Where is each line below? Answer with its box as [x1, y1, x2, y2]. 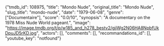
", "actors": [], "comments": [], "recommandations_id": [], [36, 30, 152, 36]
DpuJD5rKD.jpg [5, 30, 37, 36]
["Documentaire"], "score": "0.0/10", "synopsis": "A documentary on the [5, 15, 150, 20]
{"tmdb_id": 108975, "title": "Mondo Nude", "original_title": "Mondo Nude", [5, 4, 154, 10]
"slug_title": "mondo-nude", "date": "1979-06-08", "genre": [5, 9, 124, 15]
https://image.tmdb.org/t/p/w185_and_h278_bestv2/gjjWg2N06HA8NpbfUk [7, 25, 159, 31]
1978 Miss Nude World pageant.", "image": [5, 20, 91, 25]
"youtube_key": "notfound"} [5, 35, 62, 41]
